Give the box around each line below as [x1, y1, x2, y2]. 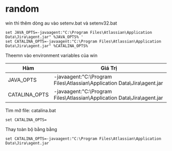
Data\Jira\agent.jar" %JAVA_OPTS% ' [5, 34, 83, 39]
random [5, 3, 39, 15]
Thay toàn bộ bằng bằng [5, 126, 57, 132]
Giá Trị [100, 64, 117, 72]
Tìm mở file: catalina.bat [5, 107, 56, 113]
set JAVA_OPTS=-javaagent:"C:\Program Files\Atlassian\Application [5, 30, 153, 35]
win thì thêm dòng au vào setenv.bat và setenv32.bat [5, 20, 117, 26]
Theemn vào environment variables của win [5, 52, 98, 58]
